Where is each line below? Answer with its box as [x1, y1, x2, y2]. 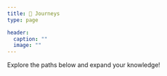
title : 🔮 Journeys [7, 10, 60, 17]
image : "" [13, 42, 41, 49]
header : [7, 29, 30, 36]
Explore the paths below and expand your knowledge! [7, 61, 161, 69]
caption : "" [13, 35, 48, 42]
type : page [7, 17, 39, 23]
